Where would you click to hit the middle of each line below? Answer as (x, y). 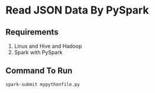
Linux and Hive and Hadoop (48, 46)
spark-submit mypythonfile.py (43, 84)
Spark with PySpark (38, 52)
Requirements (32, 32)
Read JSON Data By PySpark (77, 10)
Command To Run (39, 71)
